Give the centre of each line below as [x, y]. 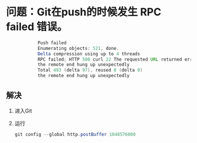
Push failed [52, 43]
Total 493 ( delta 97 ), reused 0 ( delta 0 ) [90, 70]
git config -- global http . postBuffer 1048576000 [75, 134]
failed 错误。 [37, 27]
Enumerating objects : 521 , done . [78, 48]
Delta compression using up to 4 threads [89, 54]
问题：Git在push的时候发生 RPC [84, 12]
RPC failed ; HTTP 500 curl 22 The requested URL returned [110, 59]
